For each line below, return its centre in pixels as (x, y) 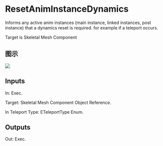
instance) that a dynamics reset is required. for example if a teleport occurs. (81, 27)
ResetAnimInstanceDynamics (67, 9)
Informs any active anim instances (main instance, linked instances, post (78, 23)
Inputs (15, 81)
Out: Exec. (15, 139)
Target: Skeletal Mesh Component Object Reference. (58, 102)
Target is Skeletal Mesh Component (41, 37)
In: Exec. (14, 93)
